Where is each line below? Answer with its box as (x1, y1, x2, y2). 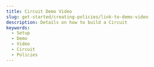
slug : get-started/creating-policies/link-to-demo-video (6, 14, 149, 20)
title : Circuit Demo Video (6, 8, 72, 15)
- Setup (11, 30, 31, 36)
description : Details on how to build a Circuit (6, 19, 128, 25)
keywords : (6, 24, 31, 31)
